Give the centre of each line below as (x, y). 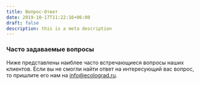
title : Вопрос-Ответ (32, 12)
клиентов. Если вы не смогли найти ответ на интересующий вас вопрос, (100, 69)
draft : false (23, 23)
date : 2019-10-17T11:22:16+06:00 (48, 17)
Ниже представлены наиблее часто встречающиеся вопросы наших (95, 62)
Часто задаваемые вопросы (50, 50)
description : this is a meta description (59, 28)
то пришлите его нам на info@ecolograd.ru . (62, 75)
